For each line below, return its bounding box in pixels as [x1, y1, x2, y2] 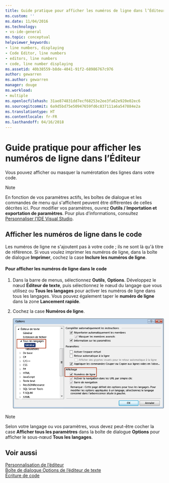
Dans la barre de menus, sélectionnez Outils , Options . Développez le [12, 277, 156, 283]
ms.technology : [5, 24, 37, 29]
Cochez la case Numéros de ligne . [12, 308, 85, 314]
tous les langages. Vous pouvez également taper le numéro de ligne [12, 293, 154, 299]
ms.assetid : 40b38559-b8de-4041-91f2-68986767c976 [5, 66, 114, 72]
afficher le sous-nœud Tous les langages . [5, 434, 93, 440]
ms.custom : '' [5, 13, 35, 19]
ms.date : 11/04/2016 [5, 19, 49, 24]
